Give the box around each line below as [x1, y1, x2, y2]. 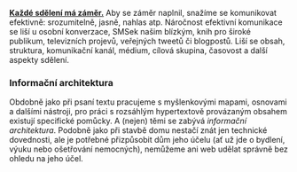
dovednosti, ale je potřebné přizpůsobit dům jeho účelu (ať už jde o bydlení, [9, 135, 285, 145]
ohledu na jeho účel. [9, 153, 84, 164]
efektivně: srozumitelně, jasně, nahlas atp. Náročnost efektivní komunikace [9, 17, 284, 27]
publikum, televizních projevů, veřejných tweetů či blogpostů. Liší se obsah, [9, 35, 285, 46]
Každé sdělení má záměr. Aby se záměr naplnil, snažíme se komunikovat [9, 8, 277, 18]
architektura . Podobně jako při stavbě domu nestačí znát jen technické [9, 125, 268, 136]
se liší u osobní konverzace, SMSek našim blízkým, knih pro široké [9, 27, 251, 36]
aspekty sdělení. [9, 55, 69, 65]
